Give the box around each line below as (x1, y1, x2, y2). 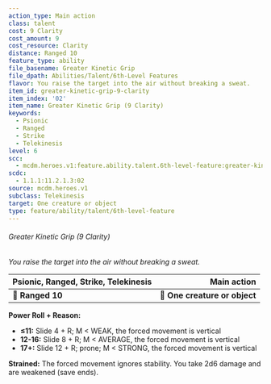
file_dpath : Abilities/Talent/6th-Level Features (8, 72, 179, 80)
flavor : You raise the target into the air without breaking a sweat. (8, 79, 251, 87)
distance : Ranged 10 (8, 49, 78, 57)
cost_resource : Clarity (8, 42, 89, 50)
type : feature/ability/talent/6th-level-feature (8, 207, 175, 215)
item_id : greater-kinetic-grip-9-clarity (8, 86, 150, 95)
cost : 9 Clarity (8, 27, 63, 35)
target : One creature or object (8, 199, 117, 207)
